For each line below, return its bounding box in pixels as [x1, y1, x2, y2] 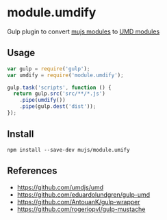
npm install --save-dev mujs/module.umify [7, 146, 130, 153]
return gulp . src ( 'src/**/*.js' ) [13, 90, 106, 97]
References [7, 165, 57, 177]
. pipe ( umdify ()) [19, 97, 66, 104]
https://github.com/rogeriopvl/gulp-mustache [16, 205, 146, 213]
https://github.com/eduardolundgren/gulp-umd [16, 190, 151, 199]
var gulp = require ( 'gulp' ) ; [7, 65, 90, 72]
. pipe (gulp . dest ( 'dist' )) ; [19, 103, 97, 110]
